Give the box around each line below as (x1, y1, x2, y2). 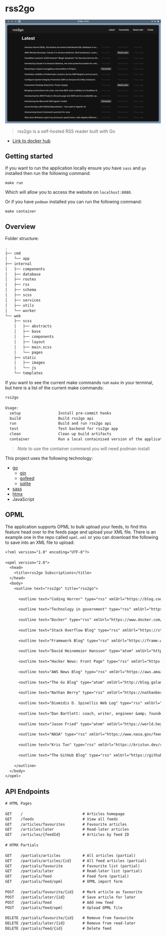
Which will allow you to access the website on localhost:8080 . (5, 189, 132, 195)
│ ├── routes (5, 277, 37, 282)
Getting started (5, 152, 53, 161)
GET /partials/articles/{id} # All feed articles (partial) (5, 858, 147, 863)
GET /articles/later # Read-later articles (5, 827, 129, 832)
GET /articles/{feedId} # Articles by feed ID (5, 832, 129, 837)
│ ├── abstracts (14, 324, 52, 329)
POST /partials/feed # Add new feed (5, 900, 114, 905)
